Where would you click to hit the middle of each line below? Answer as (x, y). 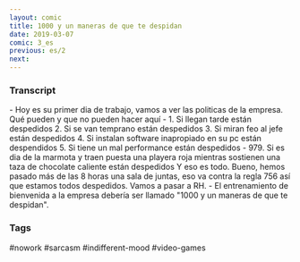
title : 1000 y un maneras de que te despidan (95, 26)
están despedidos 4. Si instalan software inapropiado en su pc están (136, 139)
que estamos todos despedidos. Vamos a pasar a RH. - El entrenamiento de (149, 186)
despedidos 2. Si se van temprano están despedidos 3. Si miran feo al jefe (146, 129)
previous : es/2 (38, 51)
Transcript (33, 90)
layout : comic (36, 17)
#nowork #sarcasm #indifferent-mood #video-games (107, 248)
